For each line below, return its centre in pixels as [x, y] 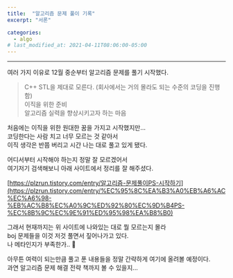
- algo [23, 39]
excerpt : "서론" [29, 20]
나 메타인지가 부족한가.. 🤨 [42, 244]
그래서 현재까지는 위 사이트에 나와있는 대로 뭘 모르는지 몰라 [87, 227]
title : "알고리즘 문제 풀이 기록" [51, 13]
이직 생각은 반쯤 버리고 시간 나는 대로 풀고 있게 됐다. [77, 145]
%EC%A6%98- [29, 198]
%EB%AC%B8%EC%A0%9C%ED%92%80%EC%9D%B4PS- [96, 205]
